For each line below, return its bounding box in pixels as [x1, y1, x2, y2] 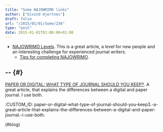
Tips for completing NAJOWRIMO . [19, 54, 90, 60]
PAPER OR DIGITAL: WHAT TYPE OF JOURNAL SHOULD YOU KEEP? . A [5, 81, 150, 87]
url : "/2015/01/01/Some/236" [5, 21, 65, 26]
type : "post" [5, 26, 32, 31]
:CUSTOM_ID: [5, 101, 33, 107]
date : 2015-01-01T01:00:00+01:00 [5, 30, 74, 35]
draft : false [5, 16, 32, 21]
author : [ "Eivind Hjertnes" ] [5, 12, 65, 17]
